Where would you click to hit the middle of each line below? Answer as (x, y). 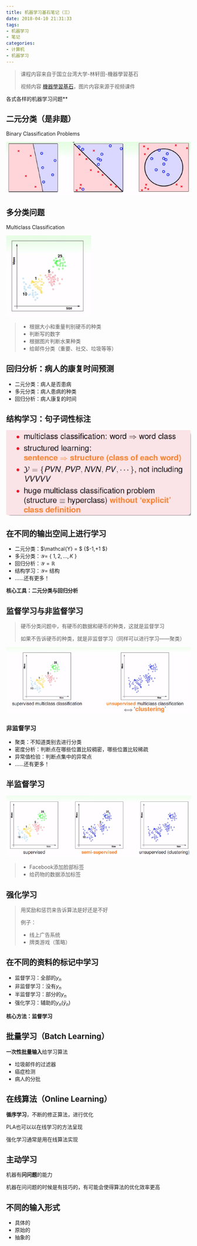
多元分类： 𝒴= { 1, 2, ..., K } (46, 556)
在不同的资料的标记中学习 (52, 962)
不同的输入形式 (33, 1208)
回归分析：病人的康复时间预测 (60, 369)
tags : (13, 25)
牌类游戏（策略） (50, 942)
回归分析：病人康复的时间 (45, 398)
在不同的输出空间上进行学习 (56, 534)
